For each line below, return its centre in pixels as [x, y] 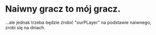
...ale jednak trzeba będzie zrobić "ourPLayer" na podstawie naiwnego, [78, 22]
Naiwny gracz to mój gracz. [63, 9]
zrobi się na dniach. [25, 27]
